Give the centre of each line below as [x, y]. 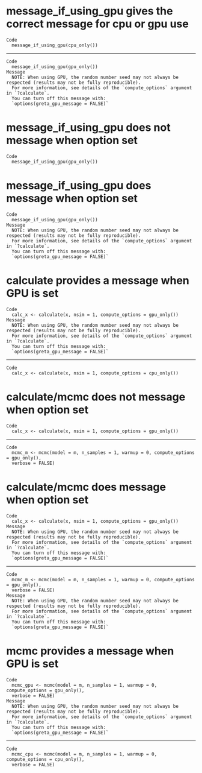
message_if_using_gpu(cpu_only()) [55, 45]
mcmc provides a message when [90, 651]
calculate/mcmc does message [86, 487]
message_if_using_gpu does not [88, 128]
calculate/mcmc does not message [96, 397]
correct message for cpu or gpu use [98, 24]
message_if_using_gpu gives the [90, 11]
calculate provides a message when [98, 280]
